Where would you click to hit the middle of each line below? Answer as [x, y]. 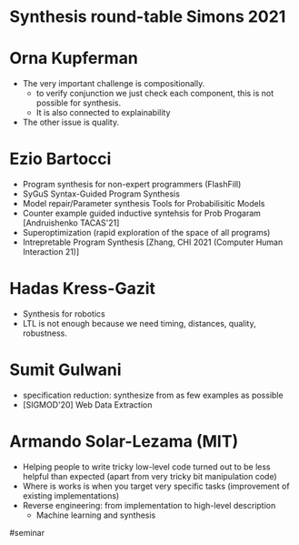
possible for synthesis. [78, 103]
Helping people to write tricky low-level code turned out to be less [146, 467]
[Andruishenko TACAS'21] [71, 223]
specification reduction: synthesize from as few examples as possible [153, 395]
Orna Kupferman [74, 59]
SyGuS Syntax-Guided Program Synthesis [101, 194]
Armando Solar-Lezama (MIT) [124, 442]
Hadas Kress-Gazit [83, 289]
